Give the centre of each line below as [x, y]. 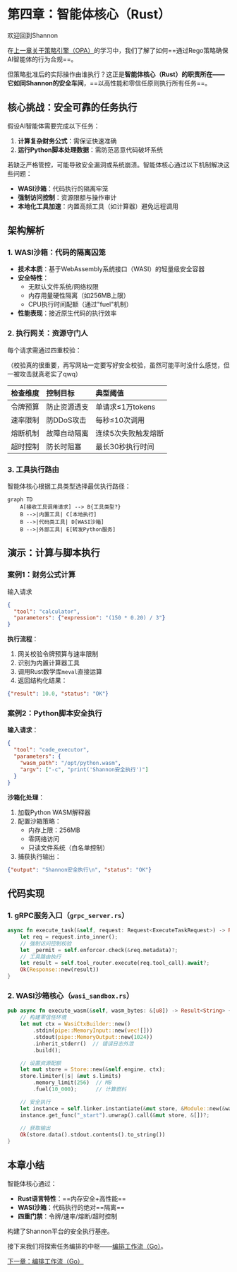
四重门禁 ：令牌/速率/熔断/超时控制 [67, 1216]
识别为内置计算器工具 [48, 663]
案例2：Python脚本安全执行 [55, 713]
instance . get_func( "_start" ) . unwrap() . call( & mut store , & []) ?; [115, 1115]
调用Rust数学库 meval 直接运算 [60, 672]
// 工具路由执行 [41, 957]
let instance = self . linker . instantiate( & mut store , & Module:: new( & [123, 1108]
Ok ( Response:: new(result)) [60, 970]
